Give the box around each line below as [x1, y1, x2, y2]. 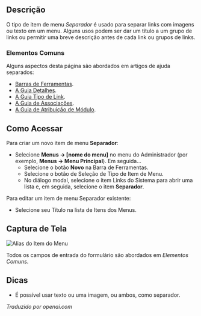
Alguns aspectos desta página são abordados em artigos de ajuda [6, 63, 170, 70]
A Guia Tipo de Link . [14, 93, 66, 101]
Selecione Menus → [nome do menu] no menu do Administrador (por [14, 150, 188, 158]
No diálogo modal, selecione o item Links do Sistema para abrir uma [23, 176, 193, 184]
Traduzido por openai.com [6, 303, 73, 310]
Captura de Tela [6, 224, 67, 234]
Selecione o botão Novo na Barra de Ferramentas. [23, 164, 149, 171]
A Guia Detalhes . [14, 87, 57, 94]
